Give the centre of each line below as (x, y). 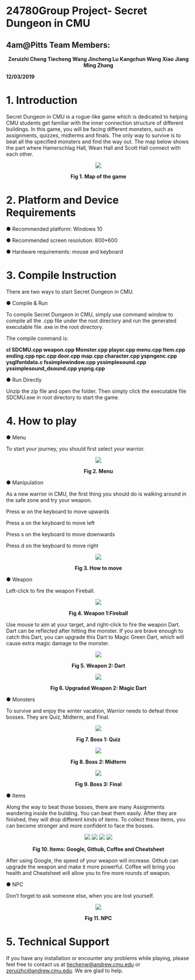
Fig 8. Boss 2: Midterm (98, 762)
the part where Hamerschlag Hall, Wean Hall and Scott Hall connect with (93, 147)
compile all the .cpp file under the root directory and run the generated (91, 321)
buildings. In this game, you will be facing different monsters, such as (90, 129)
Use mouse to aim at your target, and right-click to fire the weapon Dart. (93, 624)
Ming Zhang (98, 65)
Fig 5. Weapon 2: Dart (98, 665)
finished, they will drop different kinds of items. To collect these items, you (96, 819)
